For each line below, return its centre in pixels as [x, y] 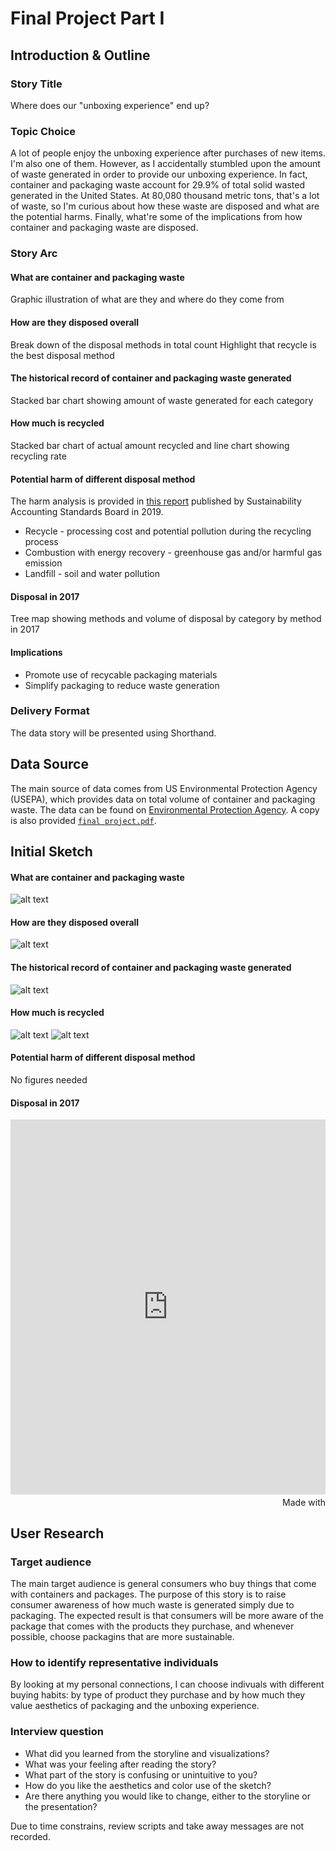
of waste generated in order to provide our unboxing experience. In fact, [159, 174]
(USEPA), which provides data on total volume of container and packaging [163, 799]
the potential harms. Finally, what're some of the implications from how [156, 217]
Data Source [49, 764]
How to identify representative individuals [114, 1662]
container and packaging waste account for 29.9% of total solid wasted [157, 185]
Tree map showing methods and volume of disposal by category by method [166, 619]
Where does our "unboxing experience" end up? [110, 105]
